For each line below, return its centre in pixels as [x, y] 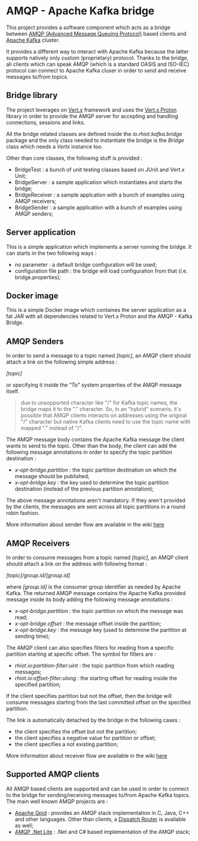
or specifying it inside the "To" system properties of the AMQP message [94, 385]
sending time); [32, 636]
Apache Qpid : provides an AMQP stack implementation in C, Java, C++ [102, 812]
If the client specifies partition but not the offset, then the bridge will [89, 696]
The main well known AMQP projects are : [57, 801]
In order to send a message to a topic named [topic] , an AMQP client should [98, 356]
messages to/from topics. [38, 77]
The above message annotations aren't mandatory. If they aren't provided [96, 501]
